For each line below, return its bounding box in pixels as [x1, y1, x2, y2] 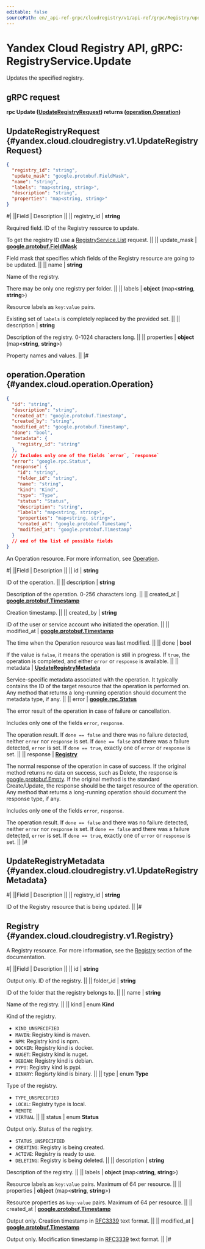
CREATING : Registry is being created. [15, 1144, 105, 1151]
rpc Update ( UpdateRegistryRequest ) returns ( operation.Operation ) [6, 108, 181, 116]
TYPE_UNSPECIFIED [15, 1095, 60, 1101]
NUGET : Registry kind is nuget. [15, 1050, 88, 1058]
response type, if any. [6, 795, 61, 802]
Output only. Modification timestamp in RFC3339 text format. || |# [6, 1236, 171, 1243]
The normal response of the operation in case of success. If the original [6, 762, 187, 770]
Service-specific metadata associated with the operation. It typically [6, 675, 178, 683]
